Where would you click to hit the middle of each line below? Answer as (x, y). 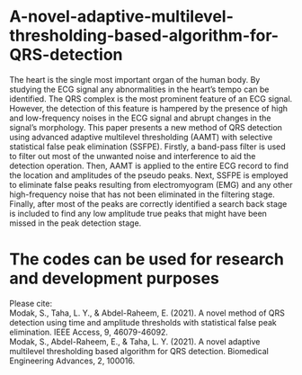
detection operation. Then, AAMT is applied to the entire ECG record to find (149, 165)
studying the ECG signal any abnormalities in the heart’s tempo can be (139, 89)
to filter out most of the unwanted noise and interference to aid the (133, 156)
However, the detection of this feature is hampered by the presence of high (149, 108)
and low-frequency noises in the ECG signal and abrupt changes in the (140, 118)
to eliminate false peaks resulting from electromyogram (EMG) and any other (151, 184)
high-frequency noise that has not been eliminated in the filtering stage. (142, 194)
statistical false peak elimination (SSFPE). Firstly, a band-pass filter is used (147, 147)
